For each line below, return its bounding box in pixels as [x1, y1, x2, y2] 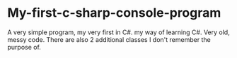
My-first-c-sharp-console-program [7, 5, 221, 21]
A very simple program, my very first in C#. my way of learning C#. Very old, [7, 28, 230, 36]
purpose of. [7, 43, 41, 51]
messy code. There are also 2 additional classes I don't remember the [7, 35, 211, 43]
